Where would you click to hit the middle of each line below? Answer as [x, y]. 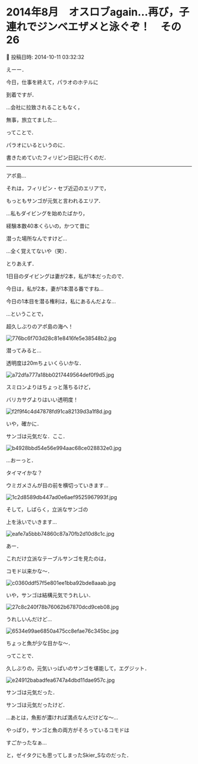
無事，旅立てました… [32, 119]
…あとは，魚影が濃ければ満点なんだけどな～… [62, 717]
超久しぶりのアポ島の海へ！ [40, 326]
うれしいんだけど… [29, 619]
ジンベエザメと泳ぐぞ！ [94, 27]
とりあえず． [22, 263]
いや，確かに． [24, 423]
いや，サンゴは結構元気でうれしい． [50, 595]
